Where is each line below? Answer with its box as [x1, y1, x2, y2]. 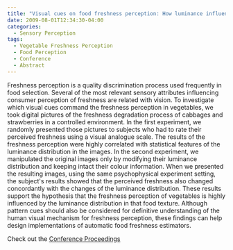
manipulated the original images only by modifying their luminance [7, 154, 198, 163]
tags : [7, 36, 23, 43]
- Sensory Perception [13, 29, 76, 37]
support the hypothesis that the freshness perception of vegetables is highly [7, 192, 226, 200]
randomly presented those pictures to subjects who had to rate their [7, 125, 202, 133]
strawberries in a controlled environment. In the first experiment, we [7, 117, 202, 126]
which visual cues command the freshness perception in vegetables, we [7, 103, 214, 111]
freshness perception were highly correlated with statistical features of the [7, 140, 221, 148]
